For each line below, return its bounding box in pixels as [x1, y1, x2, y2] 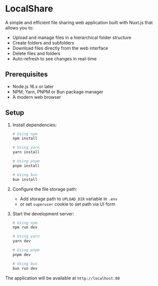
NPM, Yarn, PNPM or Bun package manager [12, 88, 103, 95]
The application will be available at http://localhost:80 [5, 275, 120, 281]
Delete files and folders [12, 50, 61, 56]
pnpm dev [12, 252, 31, 257]
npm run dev [12, 225, 37, 230]
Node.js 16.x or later [12, 83, 54, 89]
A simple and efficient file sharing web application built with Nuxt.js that [5, 19, 153, 25]
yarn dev [12, 239, 31, 244]
